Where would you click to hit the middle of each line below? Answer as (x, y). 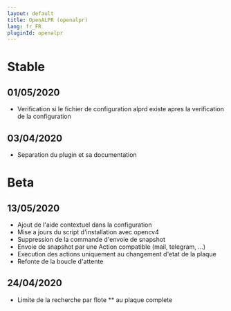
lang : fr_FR (24, 26)
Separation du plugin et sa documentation (77, 155)
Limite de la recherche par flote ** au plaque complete (95, 300)
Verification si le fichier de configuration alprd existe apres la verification (121, 109)
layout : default (30, 13)
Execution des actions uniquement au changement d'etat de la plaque (117, 254)
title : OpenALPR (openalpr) (48, 20)
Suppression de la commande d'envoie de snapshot (91, 240)
